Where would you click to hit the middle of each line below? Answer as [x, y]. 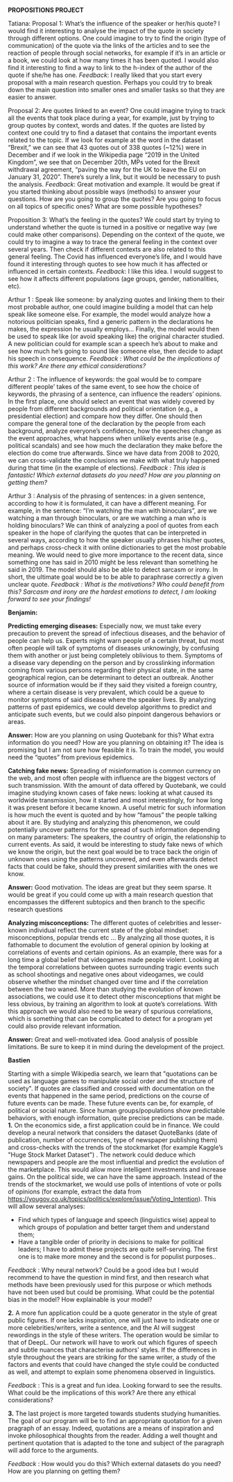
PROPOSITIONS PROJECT [46, 10]
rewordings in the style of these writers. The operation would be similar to [113, 1335]
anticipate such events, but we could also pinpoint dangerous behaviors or [114, 714]
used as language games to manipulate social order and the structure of [111, 1081]
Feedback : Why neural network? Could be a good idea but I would [103, 1270]
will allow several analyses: [46, 1206]
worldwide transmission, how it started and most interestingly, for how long [115, 800]
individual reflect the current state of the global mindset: [109, 930]
